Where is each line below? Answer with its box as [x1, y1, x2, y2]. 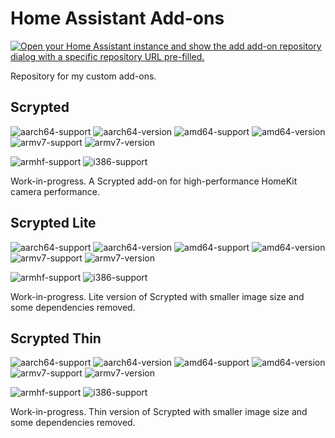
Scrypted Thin [10, 330, 102, 347]
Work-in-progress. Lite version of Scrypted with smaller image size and [10, 290, 305, 302]
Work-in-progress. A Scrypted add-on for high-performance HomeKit [10, 175, 298, 187]
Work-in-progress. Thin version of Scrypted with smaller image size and [10, 406, 308, 418]
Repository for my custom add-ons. [10, 70, 157, 82]
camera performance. [10, 185, 100, 197]
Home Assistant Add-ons [10, 7, 225, 30]
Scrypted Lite [10, 215, 97, 232]
